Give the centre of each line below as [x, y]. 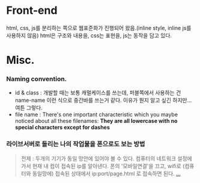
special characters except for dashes [62, 128]
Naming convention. [37, 79]
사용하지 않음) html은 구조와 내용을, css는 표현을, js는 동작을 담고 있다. [89, 35]
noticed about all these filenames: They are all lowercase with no [96, 121]
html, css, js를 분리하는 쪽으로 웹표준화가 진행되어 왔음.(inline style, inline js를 [99, 28]
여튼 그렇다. [29, 108]
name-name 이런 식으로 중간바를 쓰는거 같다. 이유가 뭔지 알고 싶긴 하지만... [103, 101]
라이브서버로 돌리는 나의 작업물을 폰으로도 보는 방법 [76, 144]
